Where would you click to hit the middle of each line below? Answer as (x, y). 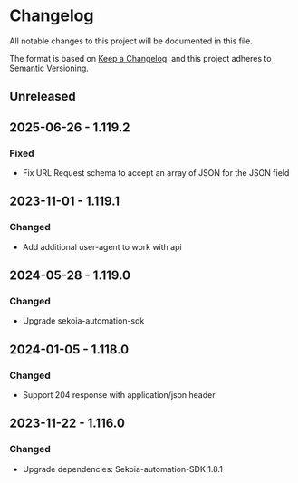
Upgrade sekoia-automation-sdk (83, 321)
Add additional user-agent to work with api (102, 246)
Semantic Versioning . (49, 68)
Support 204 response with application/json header (119, 395)
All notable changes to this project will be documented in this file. (131, 41)
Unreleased (43, 97)
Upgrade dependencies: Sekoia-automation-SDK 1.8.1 (123, 469)
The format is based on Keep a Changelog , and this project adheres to (140, 58)
